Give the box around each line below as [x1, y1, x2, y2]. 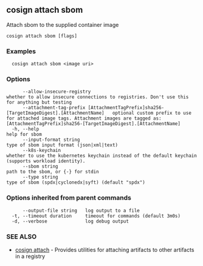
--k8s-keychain [22, 148, 61, 154]
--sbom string [22, 164, 59, 170]
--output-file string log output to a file [22, 207, 140, 214]
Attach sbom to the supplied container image [6, 21, 119, 28]
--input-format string [22, 137, 80, 143]
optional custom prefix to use [112, 110, 191, 117]
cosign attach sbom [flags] [6, 33, 78, 39]
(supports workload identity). [6, 158, 86, 164]
